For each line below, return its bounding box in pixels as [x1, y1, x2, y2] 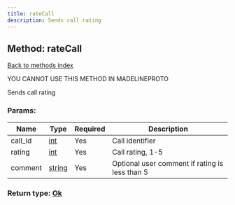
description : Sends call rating [7, 17, 101, 24]
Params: [7, 106, 36, 115]
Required [74, 124, 106, 134]
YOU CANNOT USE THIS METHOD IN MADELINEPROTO [7, 75, 169, 83]
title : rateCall [7, 10, 55, 17]
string [48, 162, 68, 172]
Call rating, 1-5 [111, 147, 163, 157]
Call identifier [111, 136, 156, 146]
